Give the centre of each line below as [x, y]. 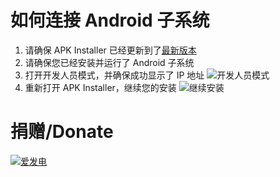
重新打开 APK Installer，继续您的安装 [100, 87]
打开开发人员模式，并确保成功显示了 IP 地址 [114, 75]
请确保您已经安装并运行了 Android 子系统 [109, 62]
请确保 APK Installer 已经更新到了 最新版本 [110, 50]
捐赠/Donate [62, 132]
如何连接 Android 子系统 [110, 20]
